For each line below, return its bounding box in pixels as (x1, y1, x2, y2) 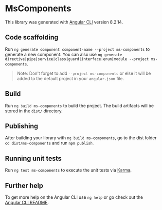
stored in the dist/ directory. (5, 108, 63, 114)
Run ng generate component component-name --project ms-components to (5, 46, 150, 52)
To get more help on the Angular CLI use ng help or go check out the (5, 194, 143, 200)
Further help (5, 181, 44, 189)
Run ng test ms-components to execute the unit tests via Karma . (5, 167, 132, 173)
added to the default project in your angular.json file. (17, 75, 124, 81)
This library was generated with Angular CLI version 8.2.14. (5, 19, 123, 25)
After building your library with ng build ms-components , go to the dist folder (5, 135, 157, 141)
